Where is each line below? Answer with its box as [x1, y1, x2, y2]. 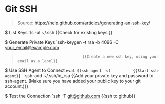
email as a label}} [17, 58, 58, 63]
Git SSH [5, 3, 38, 15]
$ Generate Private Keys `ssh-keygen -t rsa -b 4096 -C [5, 39, 119, 45]
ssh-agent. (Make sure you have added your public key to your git [5, 78, 141, 84]
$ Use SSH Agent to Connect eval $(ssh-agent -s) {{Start [5, 67, 149, 73]
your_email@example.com [5, 44, 59, 50]
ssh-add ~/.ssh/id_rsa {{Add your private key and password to [25, 72, 154, 78]
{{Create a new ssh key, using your [82, 54, 159, 59]
